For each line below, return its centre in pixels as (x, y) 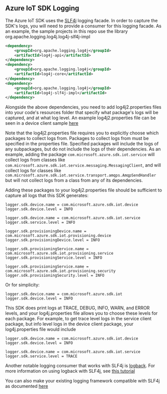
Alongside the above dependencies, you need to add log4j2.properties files (83, 107)
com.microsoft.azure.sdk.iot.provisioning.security (60, 271)
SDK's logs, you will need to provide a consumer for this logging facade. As (83, 26)
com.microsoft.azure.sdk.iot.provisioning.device (58, 236)
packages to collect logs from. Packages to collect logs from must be (77, 138)
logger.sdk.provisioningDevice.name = (46, 231)
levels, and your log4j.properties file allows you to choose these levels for (81, 313)
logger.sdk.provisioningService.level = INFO (54, 258)
